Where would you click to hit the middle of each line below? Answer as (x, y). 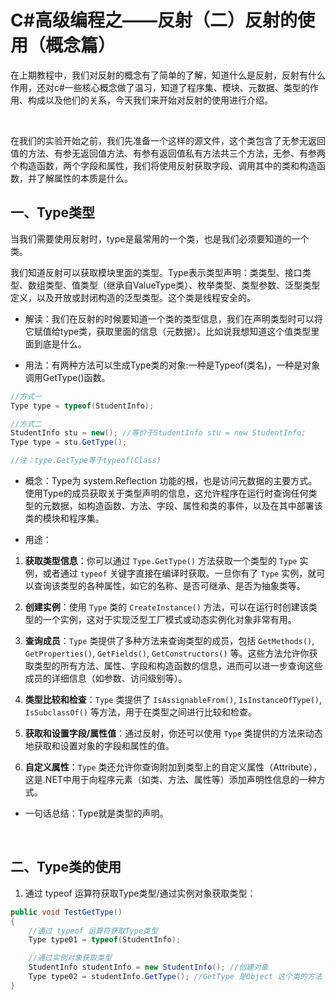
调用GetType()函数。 (67, 377)
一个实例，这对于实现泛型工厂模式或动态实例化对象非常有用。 (169, 619)
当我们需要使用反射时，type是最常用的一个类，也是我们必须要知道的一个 (160, 238)
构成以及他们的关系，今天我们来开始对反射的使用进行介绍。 (150, 100)
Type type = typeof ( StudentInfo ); (82, 406)
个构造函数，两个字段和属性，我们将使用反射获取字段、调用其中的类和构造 (163, 165)
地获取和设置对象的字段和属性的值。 (99, 745)
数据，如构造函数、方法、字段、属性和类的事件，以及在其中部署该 (187, 505)
